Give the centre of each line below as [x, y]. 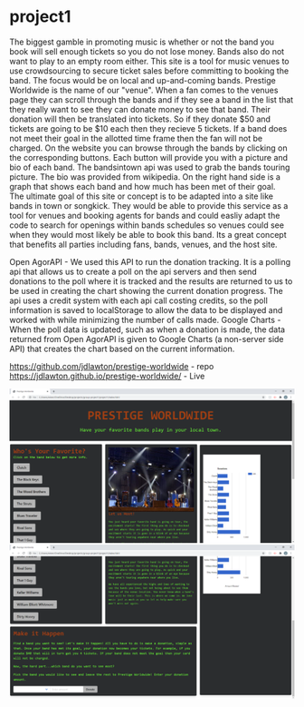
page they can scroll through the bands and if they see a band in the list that [152, 99]
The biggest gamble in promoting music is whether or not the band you [142, 42]
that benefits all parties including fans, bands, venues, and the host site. [143, 244]
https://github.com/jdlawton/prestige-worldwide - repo [112, 366]
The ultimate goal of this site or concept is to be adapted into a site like [142, 196]
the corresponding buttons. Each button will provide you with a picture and [148, 157]
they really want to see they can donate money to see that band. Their [140, 109]
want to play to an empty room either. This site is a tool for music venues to [149, 61]
